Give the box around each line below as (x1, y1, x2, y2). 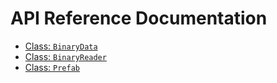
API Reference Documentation (10, 7, 268, 30)
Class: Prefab (24, 61, 80, 73)
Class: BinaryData (24, 40, 98, 52)
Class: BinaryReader (24, 50, 107, 62)
